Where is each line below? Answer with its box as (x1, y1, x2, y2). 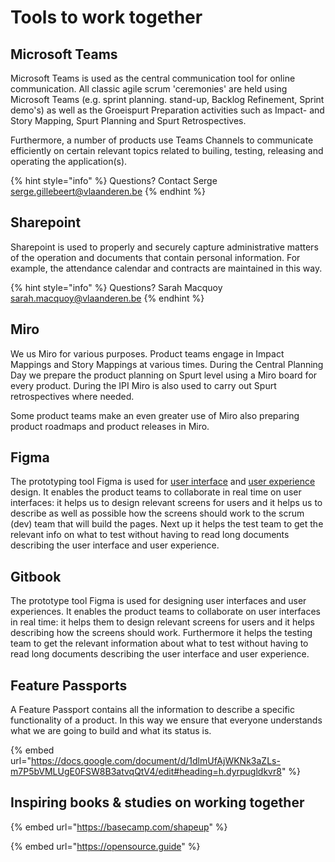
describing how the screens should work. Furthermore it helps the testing (10, 627, 313, 639)
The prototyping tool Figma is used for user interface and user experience (10, 476, 316, 488)
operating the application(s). (10, 156, 128, 167)
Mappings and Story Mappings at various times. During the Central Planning (10, 358, 324, 370)
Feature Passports (10, 677, 128, 694)
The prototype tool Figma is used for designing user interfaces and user (10, 595, 307, 607)
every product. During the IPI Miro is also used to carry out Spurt (10, 379, 277, 391)
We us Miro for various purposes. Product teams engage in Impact (10, 347, 285, 360)
